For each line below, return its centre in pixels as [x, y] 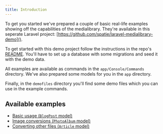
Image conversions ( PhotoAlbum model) [51, 121]
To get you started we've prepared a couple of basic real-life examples [77, 24]
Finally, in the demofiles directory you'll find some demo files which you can [81, 83]
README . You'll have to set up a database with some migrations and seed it [81, 54]
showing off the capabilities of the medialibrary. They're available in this [78, 29]
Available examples [35, 104]
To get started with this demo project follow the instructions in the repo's [78, 49]
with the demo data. [25, 59]
